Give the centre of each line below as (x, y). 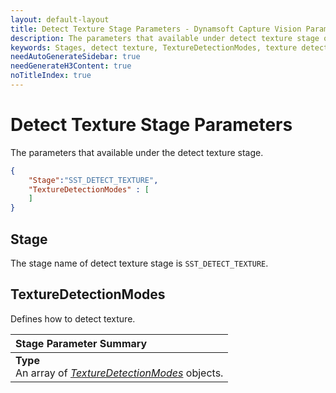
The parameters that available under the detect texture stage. (137, 152)
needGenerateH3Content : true (71, 66)
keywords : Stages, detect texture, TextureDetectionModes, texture (154, 47)
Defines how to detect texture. (73, 318)
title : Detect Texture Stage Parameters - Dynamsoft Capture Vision (156, 29)
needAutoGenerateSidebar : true (75, 57)
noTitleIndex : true (51, 76)
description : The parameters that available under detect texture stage (165, 38)
